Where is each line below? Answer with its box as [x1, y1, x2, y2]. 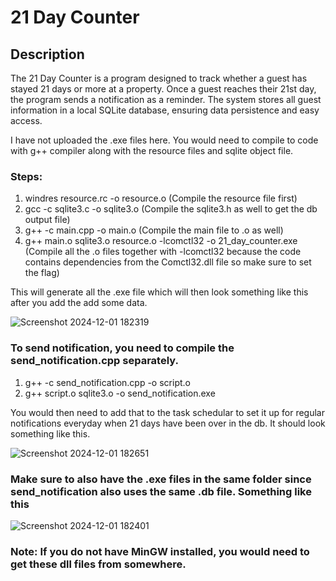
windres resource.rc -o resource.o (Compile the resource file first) [24, 192, 298, 205]
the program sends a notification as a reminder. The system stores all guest [10, 94, 322, 105]
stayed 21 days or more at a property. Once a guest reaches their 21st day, [10, 83, 317, 95]
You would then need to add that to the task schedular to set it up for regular [10, 406, 326, 418]
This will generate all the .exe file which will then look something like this [10, 286, 309, 298]
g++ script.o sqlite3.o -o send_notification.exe [24, 387, 216, 399]
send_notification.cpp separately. [10, 354, 179, 368]
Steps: [10, 169, 43, 183]
